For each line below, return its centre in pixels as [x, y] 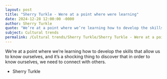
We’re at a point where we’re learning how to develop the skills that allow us [83, 51]
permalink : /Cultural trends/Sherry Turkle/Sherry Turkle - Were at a [80, 38]
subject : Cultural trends [32, 33]
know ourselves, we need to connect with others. [56, 62]
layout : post [19, 10]
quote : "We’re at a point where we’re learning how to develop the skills [84, 28]
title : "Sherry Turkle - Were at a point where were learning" [72, 14]
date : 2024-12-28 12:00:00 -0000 [40, 19]
